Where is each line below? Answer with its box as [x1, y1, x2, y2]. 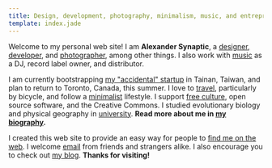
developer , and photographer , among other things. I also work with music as [8, 50, 262, 60]
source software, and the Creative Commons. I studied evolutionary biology [8, 100, 261, 110]
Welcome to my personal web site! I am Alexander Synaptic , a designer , [8, 41, 250, 51]
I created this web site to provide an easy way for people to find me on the [8, 132, 257, 142]
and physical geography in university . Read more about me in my [8, 108, 227, 118]
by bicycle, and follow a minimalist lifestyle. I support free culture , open [8, 91, 247, 101]
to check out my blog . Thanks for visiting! [8, 150, 150, 160]
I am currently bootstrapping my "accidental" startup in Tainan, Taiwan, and [8, 74, 261, 84]
